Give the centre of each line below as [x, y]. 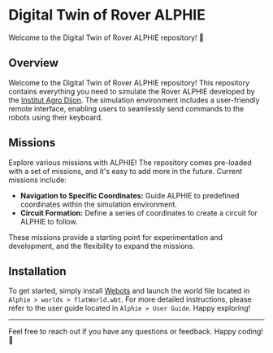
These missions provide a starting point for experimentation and [116, 237]
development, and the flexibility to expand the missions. [102, 246]
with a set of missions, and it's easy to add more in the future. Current [125, 171]
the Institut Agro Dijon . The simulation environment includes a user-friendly [134, 100]
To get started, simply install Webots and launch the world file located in [129, 291]
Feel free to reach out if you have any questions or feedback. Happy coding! [136, 332]
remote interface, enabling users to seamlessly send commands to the [126, 108]
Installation [37, 271]
